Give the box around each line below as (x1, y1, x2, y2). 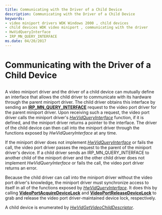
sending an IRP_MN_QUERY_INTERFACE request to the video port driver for (5, 105, 157, 110)
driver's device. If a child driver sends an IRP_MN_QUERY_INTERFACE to (5, 150, 149, 155)
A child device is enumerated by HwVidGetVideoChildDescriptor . (5, 204, 134, 211)
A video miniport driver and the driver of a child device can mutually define (5, 89, 155, 95)
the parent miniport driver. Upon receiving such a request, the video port (5, 109, 150, 115)
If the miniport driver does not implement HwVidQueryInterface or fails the (5, 139, 154, 145)
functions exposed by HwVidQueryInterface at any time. (5, 130, 118, 136)
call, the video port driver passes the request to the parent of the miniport (5, 145, 152, 151)
